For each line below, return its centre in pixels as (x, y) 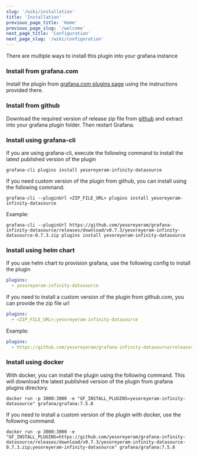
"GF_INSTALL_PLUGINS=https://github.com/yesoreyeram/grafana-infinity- (96, 437)
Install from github (33, 106)
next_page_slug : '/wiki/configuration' (55, 39)
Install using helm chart (40, 250)
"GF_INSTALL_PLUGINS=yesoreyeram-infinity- (131, 398)
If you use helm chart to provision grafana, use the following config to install (98, 263)
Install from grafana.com (42, 71)
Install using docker (35, 362)
